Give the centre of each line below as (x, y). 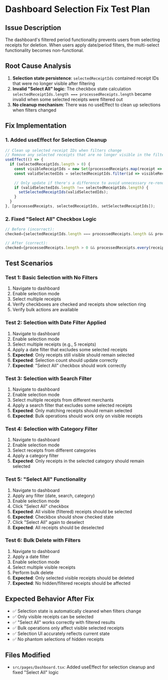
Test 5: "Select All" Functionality (46, 479)
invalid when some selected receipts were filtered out (68, 99)
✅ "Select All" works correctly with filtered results (64, 622)
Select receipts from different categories (54, 450)
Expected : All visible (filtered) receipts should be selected (72, 511)
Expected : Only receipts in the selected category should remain (78, 461)
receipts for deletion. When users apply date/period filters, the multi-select (82, 45)
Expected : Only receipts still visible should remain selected (73, 355)
